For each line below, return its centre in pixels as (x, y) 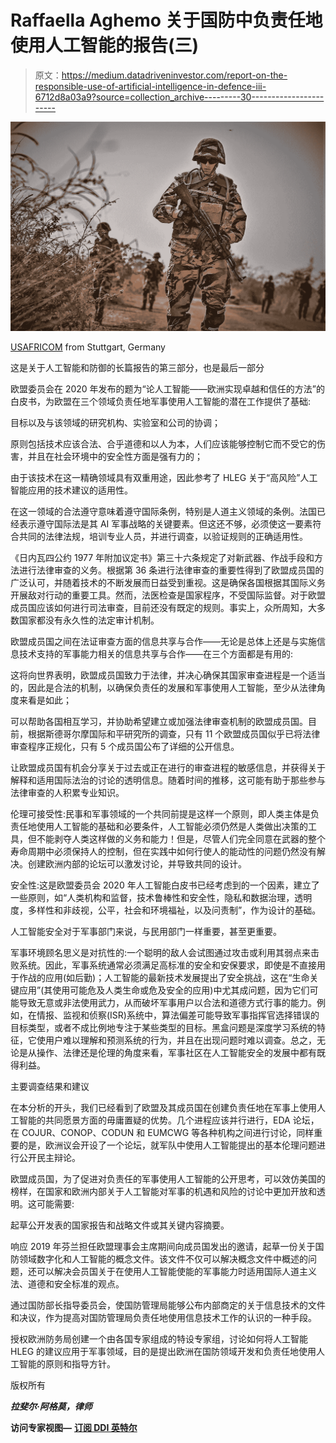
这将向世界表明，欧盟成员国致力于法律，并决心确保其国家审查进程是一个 (159, 675)
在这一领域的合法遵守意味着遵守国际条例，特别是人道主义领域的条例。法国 (163, 512)
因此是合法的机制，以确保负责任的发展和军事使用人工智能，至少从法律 (172, 688)
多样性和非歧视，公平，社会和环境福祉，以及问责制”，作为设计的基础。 (174, 910)
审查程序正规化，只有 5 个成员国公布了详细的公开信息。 (125, 747)
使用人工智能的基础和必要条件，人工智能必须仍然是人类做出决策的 (172, 827)
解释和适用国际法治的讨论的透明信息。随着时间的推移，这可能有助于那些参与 (168, 780)
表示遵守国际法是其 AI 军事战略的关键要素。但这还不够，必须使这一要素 (165, 524)
